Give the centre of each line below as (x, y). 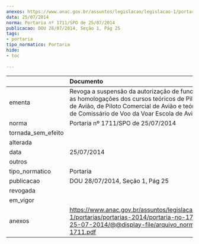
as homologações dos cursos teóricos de (127, 98)
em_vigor (22, 200)
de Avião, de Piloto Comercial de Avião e (126, 106)
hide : (13, 50)
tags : (13, 34)
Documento (86, 81)
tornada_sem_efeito (36, 133)
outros (18, 162)
